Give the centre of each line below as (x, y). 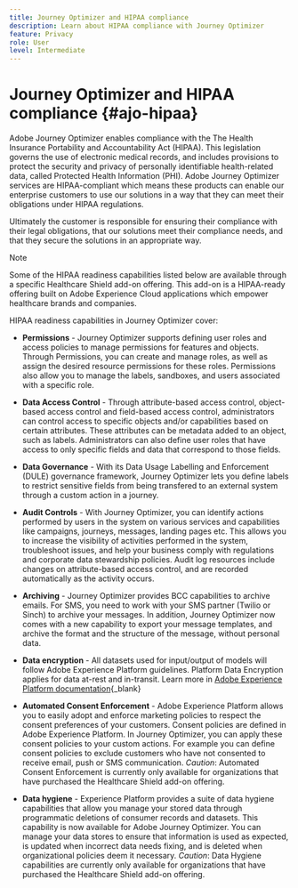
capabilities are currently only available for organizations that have (144, 865)
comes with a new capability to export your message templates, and (147, 625)
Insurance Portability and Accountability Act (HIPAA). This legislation (135, 148)
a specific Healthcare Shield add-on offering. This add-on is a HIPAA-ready (148, 285)
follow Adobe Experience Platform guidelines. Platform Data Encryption (153, 670)
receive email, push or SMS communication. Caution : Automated (141, 763)
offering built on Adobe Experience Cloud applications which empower (139, 294)
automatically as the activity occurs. (88, 578)
